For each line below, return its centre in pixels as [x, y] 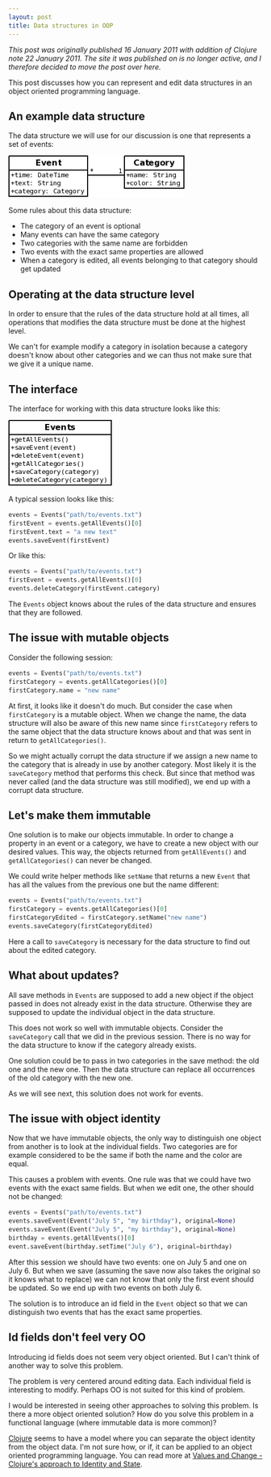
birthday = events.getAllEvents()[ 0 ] [72, 1238]
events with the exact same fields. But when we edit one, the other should [131, 1188]
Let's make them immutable [80, 815]
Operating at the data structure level [102, 294]
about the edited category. [52, 950]
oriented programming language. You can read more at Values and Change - [135, 1455]
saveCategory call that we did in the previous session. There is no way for [130, 1036]
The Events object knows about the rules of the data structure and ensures [132, 604]
